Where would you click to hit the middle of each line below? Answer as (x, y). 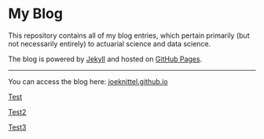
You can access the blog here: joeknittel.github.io (88, 81)
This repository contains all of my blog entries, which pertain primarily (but (129, 35)
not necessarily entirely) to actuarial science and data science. (110, 43)
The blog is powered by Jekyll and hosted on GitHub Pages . (105, 59)
